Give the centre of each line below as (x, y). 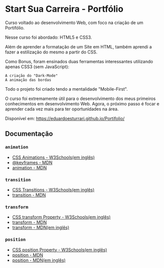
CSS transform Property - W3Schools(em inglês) (61, 217)
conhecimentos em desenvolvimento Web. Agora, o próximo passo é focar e (82, 103)
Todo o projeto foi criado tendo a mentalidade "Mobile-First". (67, 89)
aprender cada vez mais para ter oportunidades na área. (62, 109)
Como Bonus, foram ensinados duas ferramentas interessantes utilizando (79, 61)
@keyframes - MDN (32, 162)
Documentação (29, 134)
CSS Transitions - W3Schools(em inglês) (53, 190)
